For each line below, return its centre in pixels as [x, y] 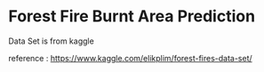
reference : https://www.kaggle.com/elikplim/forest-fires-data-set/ [130, 58]
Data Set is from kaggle [51, 41]
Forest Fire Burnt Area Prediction [132, 16]
